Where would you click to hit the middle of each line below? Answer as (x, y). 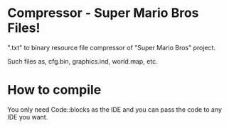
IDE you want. (28, 117)
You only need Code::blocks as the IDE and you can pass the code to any (115, 109)
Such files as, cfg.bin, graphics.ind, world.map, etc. (82, 61)
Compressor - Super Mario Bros (103, 13)
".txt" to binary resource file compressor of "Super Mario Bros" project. (111, 47)
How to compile (54, 90)
